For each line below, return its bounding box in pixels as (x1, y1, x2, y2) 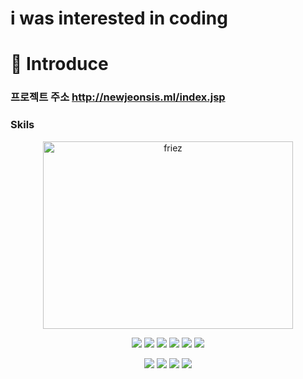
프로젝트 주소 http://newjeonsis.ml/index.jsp (10, 90, 226, 104)
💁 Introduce (10, 53, 109, 76)
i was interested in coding (10, 7, 228, 30)
